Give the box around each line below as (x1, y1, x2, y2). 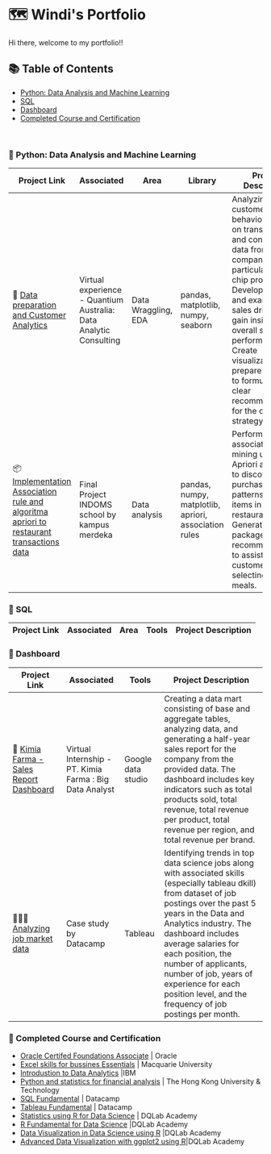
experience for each (164, 978, 240, 989)
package (231, 529, 265, 540)
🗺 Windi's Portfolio (8, 6, 147, 24)
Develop (231, 285, 264, 296)
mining (231, 448, 258, 460)
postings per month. (164, 1008, 240, 1019)
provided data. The (164, 763, 236, 774)
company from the (164, 753, 234, 764)
